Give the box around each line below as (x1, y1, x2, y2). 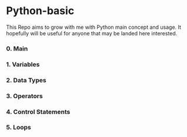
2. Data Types (6, 76, 46, 84)
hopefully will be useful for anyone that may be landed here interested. (6, 29, 178, 36)
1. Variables (6, 60, 40, 68)
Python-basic (6, 4, 75, 18)
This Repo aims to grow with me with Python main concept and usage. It (6, 24, 181, 31)
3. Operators (6, 92, 43, 100)
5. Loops (6, 123, 31, 132)
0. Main (6, 44, 28, 52)
